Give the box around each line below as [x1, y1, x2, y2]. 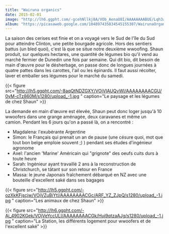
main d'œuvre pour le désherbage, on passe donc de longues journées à [5, 62, 157, 68]
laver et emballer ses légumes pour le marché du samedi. [5, 73, 124, 79]
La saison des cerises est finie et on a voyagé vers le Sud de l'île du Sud [5, 35, 155, 41]
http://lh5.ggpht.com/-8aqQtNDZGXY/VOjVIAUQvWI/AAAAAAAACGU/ [17, 88, 162, 94]
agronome [12, 145, 34, 151]
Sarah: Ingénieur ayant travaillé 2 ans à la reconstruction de [12, 161, 136, 167]
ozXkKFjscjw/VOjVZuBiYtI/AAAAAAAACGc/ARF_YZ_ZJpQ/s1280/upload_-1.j [5, 192, 162, 198]
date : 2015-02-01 [5, 12, 42, 17]
